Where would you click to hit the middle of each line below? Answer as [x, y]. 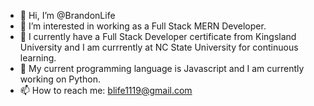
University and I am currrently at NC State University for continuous [159, 47]
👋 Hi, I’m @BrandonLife [67, 15]
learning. [38, 58]
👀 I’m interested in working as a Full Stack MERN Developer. [143, 26]
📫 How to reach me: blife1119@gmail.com [106, 90]
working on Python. [60, 79]
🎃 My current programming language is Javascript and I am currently [162, 68]
